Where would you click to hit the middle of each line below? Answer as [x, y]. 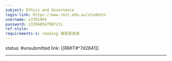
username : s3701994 [26, 19]
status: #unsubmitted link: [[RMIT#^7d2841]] [52, 48]
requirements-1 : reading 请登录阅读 [42, 34]
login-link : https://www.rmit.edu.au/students [56, 15]
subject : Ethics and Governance [40, 10]
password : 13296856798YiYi [34, 24]
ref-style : [17, 29]
